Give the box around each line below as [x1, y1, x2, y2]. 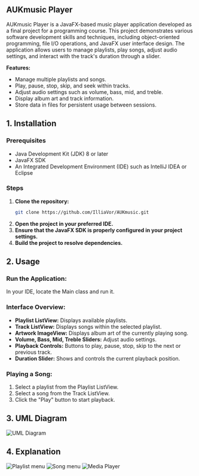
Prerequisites [6, 137, 46, 145]
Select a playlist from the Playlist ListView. [14, 383, 118, 390]
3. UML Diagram [6, 413, 68, 424]
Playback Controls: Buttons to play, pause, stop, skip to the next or [14, 342, 181, 349]
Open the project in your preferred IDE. [14, 220, 114, 227]
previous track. [14, 348, 52, 356]
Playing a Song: [6, 369, 53, 378]
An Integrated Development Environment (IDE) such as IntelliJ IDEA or [14, 163, 187, 170]
